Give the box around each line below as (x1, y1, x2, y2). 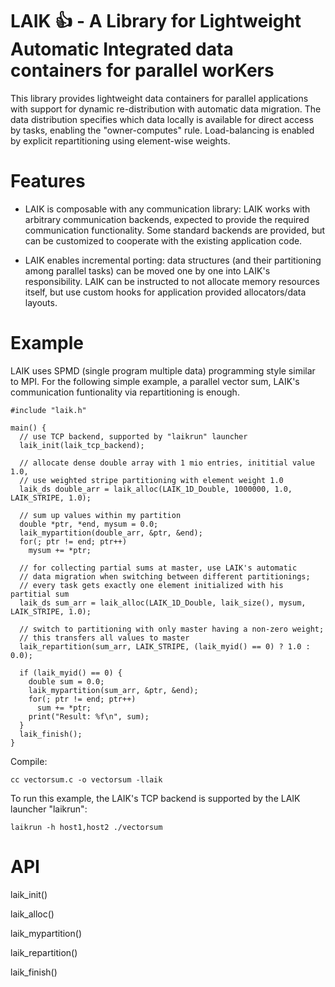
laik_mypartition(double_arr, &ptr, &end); (19, 528, 203, 538)
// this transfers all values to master (19, 633, 190, 643)
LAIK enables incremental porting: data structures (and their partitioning (24, 254, 322, 266)
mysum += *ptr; (28, 545, 92, 555)
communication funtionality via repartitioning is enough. (10, 386, 240, 398)
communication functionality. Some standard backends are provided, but (24, 224, 326, 236)
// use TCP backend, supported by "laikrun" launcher (19, 431, 248, 442)
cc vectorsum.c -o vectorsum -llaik (10, 774, 163, 785)
